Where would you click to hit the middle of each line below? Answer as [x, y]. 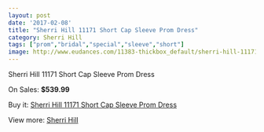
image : [19, 52]
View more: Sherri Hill [43, 120]
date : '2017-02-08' [40, 23]
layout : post [29, 15]
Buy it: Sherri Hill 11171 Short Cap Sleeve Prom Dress [93, 104]
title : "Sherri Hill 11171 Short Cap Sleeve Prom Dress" [103, 30]
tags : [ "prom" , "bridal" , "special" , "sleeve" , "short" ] [96, 45]
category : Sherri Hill [45, 37]
